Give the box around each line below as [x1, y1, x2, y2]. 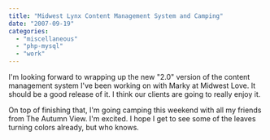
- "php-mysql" [15, 42, 63, 50]
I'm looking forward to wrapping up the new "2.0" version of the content [8, 72, 250, 81]
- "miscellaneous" [15, 34, 79, 43]
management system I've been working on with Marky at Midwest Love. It [8, 81, 256, 90]
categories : [8, 27, 49, 35]
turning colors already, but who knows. [8, 123, 140, 132]
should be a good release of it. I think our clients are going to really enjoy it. [8, 90, 261, 98]
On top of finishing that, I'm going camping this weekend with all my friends [8, 105, 262, 115]
